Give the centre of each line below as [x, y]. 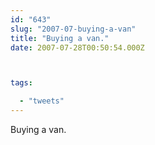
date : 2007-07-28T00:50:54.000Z [77, 47]
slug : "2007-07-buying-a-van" [73, 29]
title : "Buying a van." [60, 38]
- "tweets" [42, 101]
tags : [21, 83]
